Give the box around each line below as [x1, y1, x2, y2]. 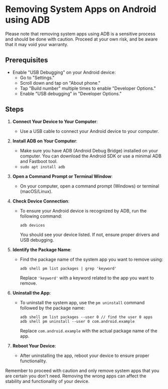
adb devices [20, 223, 45, 228]
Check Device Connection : [12, 198, 70, 204]
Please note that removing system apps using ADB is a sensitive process [5, 31, 155, 37]
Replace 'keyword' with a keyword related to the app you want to [20, 275, 154, 281]
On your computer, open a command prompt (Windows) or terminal [20, 183, 159, 189]
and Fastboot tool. [20, 158, 58, 164]
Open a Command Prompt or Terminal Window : [12, 173, 113, 179]
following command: [20, 213, 62, 219]
